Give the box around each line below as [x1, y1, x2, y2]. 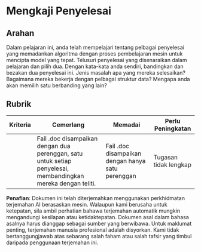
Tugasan [153, 153, 178, 161]
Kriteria [9, 121, 31, 129]
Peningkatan [154, 124, 191, 133]
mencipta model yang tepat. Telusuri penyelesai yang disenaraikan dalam [6, 57, 187, 63]
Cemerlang [51, 121, 85, 129]
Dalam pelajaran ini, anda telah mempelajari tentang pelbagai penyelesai [6, 44, 184, 51]
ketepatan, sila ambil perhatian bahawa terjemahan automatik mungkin [6, 207, 181, 214]
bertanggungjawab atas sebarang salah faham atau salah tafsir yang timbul [6, 232, 192, 239]
